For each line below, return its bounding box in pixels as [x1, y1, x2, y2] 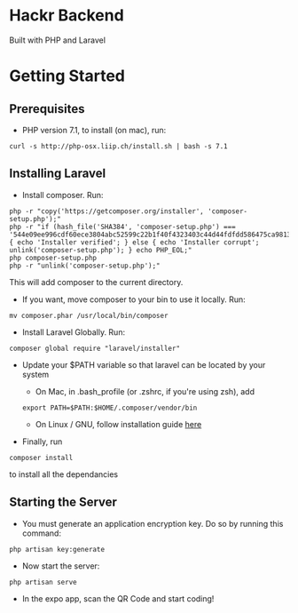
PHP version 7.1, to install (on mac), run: [21, 124, 167, 135]
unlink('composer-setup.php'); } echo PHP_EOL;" [9, 245, 192, 254]
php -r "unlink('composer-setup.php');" [9, 261, 161, 270]
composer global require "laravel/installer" [9, 344, 180, 353]
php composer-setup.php [9, 253, 98, 262]
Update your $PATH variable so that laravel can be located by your [21, 359, 266, 370]
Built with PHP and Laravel [9, 35, 106, 45]
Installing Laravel [9, 166, 106, 181]
